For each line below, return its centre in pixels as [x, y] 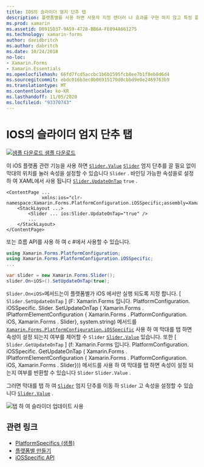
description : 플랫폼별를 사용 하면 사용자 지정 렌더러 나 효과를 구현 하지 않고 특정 [99, 18]
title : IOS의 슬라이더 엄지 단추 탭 [46, 12]
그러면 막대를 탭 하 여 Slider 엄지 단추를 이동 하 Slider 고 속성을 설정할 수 [94, 385]
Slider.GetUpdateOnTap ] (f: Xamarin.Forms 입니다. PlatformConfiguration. [98, 344]
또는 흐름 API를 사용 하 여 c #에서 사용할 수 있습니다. [69, 242]
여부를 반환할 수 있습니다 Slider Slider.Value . [74, 373]
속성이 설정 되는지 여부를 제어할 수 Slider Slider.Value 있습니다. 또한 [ [91, 337]
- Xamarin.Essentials [34, 68]
